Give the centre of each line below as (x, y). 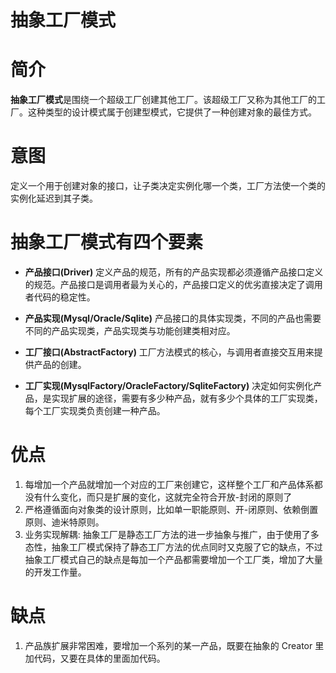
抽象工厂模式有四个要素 (107, 242)
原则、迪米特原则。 (64, 522)
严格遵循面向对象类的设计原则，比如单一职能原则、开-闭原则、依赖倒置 (171, 509)
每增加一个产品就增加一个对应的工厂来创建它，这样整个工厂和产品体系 (169, 484)
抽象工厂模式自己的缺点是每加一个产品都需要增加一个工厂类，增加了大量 (173, 559)
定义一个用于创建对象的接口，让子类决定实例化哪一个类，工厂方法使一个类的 (168, 186)
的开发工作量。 (55, 572)
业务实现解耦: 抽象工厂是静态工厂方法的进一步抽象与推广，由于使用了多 (172, 534)
